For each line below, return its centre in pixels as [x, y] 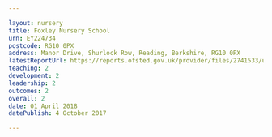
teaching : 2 [28, 68]
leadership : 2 [32, 83]
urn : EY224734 [32, 38]
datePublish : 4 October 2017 [57, 113]
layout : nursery [36, 23]
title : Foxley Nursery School [59, 30]
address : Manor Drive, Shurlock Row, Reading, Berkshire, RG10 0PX [125, 54]
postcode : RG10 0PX [41, 45]
